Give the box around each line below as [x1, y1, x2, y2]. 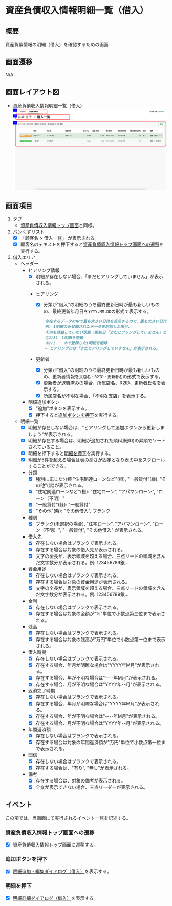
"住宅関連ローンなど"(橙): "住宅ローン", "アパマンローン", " [35, 489, 159, 495]
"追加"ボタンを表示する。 [35, 405, 90, 411]
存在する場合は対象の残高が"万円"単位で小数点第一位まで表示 [35, 636, 166, 642]
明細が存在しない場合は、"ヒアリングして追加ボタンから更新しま [28, 424, 165, 430]
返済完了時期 [28, 688, 55, 694]
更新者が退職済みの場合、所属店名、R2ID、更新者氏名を [43, 380, 161, 386]
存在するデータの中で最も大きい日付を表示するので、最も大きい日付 [45, 319, 167, 324]
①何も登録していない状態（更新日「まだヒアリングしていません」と [45, 330, 167, 335]
